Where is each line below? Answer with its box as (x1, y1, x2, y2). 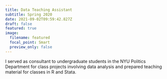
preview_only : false (9, 44, 52, 49)
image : (5, 30, 19, 35)
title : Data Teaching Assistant (5, 7, 72, 12)
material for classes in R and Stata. (5, 68, 76, 75)
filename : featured (9, 35, 50, 40)
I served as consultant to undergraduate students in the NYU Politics (5, 58, 146, 64)
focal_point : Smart (9, 40, 50, 45)
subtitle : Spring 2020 (5, 12, 52, 17)
